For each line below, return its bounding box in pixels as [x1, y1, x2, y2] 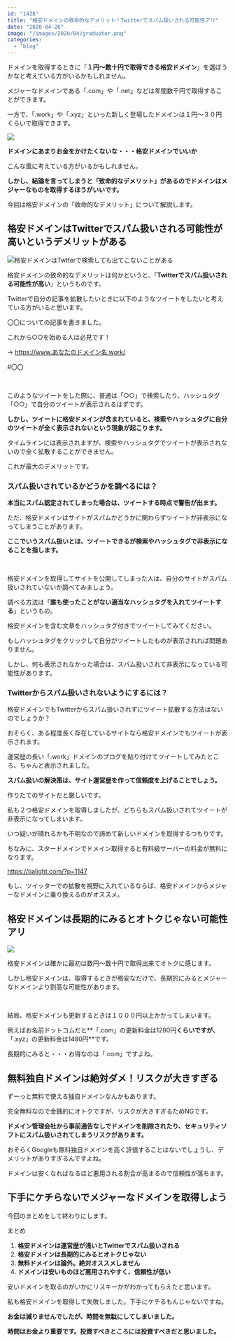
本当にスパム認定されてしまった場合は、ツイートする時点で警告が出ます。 [7, 499, 221, 507]
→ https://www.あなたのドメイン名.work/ [7, 347, 126, 356]
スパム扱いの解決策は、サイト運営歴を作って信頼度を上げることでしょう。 [7, 776, 222, 784]
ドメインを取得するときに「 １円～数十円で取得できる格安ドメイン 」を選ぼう [7, 63, 228, 71]
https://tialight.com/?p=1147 [7, 867, 87, 876]
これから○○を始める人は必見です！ [7, 333, 111, 341]
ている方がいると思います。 [7, 303, 87, 312]
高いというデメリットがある [7, 236, 127, 248]
